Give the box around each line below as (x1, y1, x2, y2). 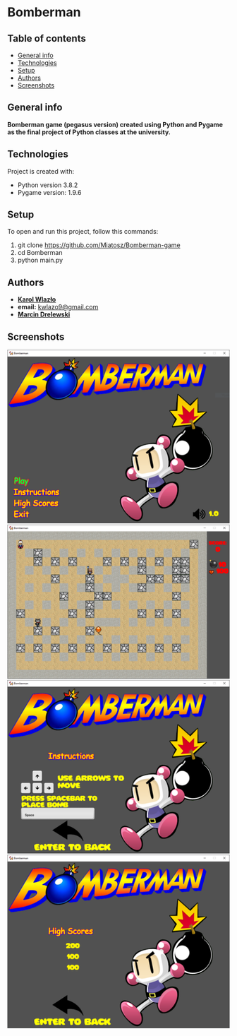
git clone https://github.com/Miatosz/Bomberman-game (17, 241, 181, 249)
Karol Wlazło (17, 295, 56, 304)
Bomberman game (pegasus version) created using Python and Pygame (7, 120, 224, 129)
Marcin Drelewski (17, 310, 71, 318)
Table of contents (7, 32, 86, 44)
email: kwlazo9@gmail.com (17, 303, 99, 311)
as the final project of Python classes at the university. (7, 128, 171, 136)
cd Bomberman (17, 249, 63, 257)
